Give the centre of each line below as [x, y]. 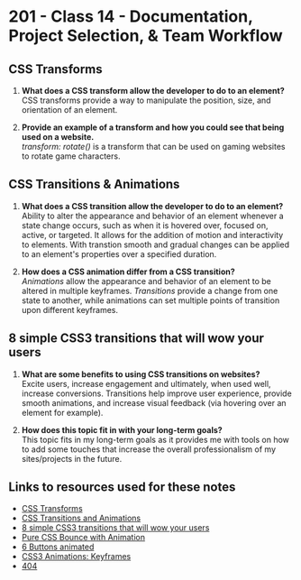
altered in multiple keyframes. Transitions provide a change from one [150, 290]
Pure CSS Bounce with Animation [83, 538]
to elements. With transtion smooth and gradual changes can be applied [155, 244]
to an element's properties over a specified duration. [119, 253]
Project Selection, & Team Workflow [146, 36]
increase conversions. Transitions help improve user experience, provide [156, 393]
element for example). [62, 412]
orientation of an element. [69, 110]
